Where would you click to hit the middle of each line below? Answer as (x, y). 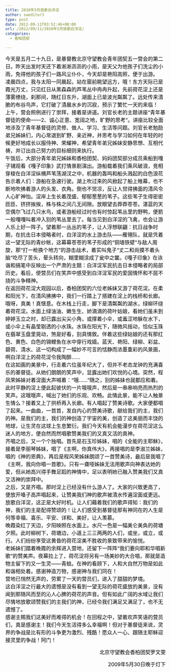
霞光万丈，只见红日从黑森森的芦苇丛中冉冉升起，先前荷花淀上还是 (84, 89)
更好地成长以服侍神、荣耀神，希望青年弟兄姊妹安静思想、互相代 (87, 143)
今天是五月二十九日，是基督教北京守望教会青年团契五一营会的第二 (84, 59)
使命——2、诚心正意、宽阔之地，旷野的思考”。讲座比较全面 (92, 120)
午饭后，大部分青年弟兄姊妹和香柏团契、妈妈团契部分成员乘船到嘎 (84, 158)
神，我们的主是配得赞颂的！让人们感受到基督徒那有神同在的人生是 (84, 510)
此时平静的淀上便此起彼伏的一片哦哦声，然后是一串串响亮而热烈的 (84, 387)
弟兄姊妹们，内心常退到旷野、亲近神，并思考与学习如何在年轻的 (82, 135)
